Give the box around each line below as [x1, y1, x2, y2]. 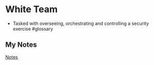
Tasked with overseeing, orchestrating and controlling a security [12, 20, 149, 26]
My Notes [5, 41, 37, 49]
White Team [5, 4, 58, 15]
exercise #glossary [12, 25, 53, 31]
